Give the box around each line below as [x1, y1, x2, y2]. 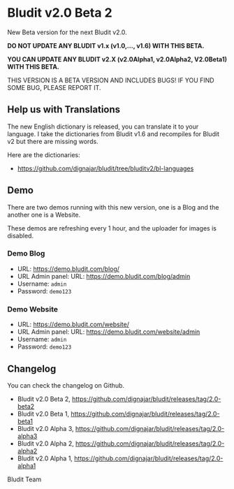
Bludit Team [7, 475, 42, 483]
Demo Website [7, 304, 58, 314]
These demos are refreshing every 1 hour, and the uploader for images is [7, 224, 217, 232]
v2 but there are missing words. [7, 137, 99, 145]
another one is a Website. [7, 210, 81, 219]
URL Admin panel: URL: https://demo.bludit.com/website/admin [17, 328, 200, 336]
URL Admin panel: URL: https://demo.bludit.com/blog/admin [17, 272, 191, 280]
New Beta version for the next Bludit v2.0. [7, 28, 127, 36]
